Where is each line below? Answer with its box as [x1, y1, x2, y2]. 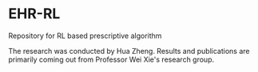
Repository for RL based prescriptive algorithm [8, 31, 162, 40]
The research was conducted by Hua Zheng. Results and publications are [8, 46, 250, 55]
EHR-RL [8, 5, 61, 23]
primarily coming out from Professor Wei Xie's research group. [8, 55, 214, 64]
